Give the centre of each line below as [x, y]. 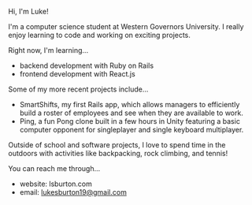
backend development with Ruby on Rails [87, 65]
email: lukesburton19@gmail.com [73, 192]
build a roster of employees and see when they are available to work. [132, 113]
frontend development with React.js [77, 74]
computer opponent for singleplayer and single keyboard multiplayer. [132, 130]
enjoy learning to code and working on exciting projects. [100, 35]
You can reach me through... [54, 168]
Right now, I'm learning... [48, 50]
